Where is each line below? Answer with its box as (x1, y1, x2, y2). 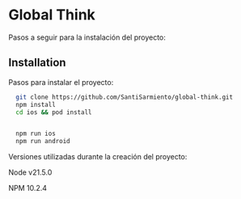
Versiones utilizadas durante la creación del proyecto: (8, 152, 188, 162)
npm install (15, 100, 57, 108)
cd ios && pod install (15, 108, 92, 116)
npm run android (15, 138, 70, 146)
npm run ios (15, 129, 57, 138)
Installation (8, 56, 66, 70)
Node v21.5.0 (8, 167, 53, 177)
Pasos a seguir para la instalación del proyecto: (8, 32, 166, 42)
